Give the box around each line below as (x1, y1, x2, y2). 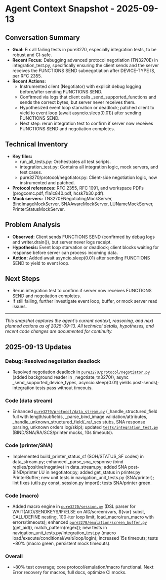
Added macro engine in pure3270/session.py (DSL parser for (12, 503, 136, 509)
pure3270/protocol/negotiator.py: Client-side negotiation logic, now (19, 174, 157, 180)
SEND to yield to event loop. (12, 260, 70, 266)
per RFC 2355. (12, 73, 42, 79)
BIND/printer (12, 469, 38, 475)
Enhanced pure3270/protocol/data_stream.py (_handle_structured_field (12, 409, 158, 414)
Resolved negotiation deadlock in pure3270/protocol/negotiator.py (12, 369, 150, 375)
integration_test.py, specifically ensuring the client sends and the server (12, 63, 159, 68)
